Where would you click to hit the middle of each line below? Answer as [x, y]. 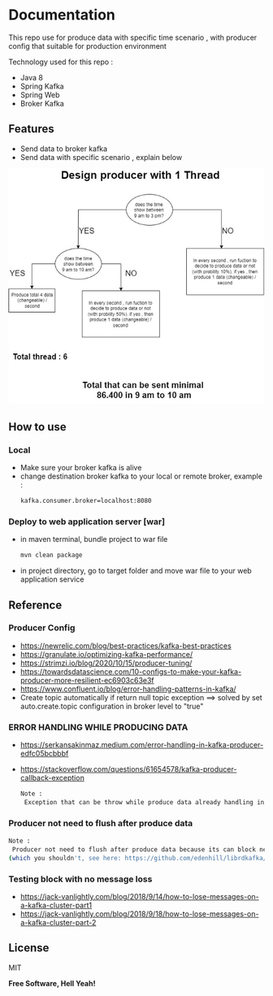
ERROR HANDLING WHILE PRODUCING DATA [98, 727]
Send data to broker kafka [64, 149]
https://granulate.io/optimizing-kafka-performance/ [106, 654]
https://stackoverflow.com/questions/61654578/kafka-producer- [128, 769]
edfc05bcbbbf [44, 754]
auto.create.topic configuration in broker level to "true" [112, 706]
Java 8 [31, 77]
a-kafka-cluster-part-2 [58, 923]
